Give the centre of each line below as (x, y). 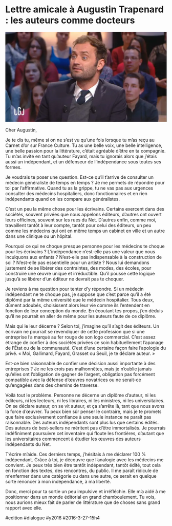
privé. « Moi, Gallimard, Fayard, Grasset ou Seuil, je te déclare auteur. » (80, 353)
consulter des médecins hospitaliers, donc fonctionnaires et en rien (76, 194)
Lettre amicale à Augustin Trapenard (84, 10)
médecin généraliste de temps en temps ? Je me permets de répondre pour (85, 183)
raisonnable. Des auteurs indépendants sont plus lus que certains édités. (82, 423)
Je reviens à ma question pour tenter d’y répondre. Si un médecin (75, 289)
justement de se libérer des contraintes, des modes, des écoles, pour (78, 268)
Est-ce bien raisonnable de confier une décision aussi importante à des (80, 364)
